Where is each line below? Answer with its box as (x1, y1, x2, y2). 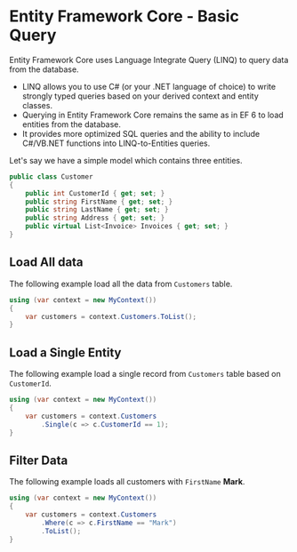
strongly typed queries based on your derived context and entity (21, 91, 260, 101)
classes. (21, 100, 53, 110)
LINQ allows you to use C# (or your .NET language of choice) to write (21, 81, 277, 92)
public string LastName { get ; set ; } (25, 205, 169, 214)
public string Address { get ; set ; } (25, 213, 165, 223)
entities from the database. (21, 118, 122, 130)
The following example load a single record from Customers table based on (9, 369, 282, 380)
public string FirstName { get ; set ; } (25, 197, 173, 206)
